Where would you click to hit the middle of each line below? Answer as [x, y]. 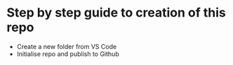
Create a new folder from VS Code [67, 46]
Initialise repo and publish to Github [68, 54]
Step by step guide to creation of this [116, 13]
